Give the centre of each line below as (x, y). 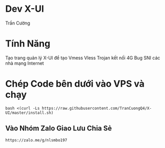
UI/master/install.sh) (29, 113)
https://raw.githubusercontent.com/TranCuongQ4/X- (97, 108)
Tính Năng (28, 44)
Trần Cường (18, 23)
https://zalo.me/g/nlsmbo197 (36, 140)
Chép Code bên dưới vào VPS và (75, 84)
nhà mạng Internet (25, 63)
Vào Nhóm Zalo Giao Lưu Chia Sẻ (59, 128)
